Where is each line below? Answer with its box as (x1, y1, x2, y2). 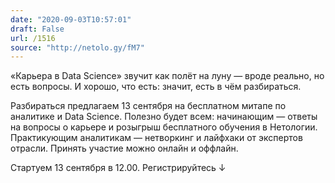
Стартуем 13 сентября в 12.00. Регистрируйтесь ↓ (10, 162, 227, 174)
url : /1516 (10, 33, 56, 43)
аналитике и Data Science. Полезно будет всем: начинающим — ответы (10, 111, 318, 123)
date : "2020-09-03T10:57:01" (10, 14, 132, 25)
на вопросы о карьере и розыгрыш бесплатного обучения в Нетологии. (10, 121, 318, 133)
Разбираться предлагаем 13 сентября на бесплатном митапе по (10, 100, 287, 112)
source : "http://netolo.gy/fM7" (10, 42, 145, 53)
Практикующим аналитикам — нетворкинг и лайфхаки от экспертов (10, 132, 303, 144)
